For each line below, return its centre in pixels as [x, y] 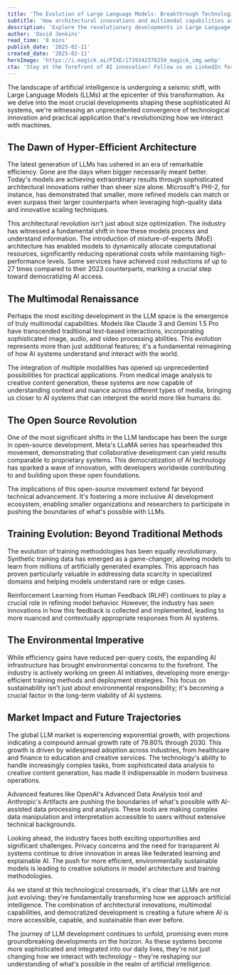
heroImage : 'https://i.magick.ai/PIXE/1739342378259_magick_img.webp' [114, 60]
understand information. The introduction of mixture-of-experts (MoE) [110, 238]
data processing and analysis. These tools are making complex [126, 809]
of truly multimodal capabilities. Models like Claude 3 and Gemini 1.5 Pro [113, 324]
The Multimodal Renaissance [73, 299]
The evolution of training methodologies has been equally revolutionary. [113, 551]
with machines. [30, 125]
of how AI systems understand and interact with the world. [93, 354]
